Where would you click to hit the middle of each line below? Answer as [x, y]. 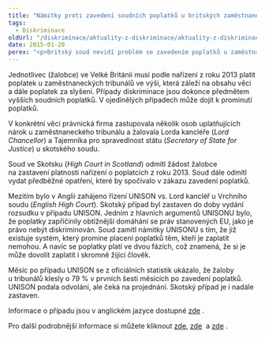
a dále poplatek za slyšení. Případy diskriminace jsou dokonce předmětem [129, 91]
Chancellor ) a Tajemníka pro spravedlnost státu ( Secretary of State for [123, 140]
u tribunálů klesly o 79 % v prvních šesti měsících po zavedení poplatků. [125, 278]
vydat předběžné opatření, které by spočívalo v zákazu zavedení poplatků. [129, 181]
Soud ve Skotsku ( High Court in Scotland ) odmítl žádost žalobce [113, 164]
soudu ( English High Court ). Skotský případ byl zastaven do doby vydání [126, 205]
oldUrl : [21, 38]
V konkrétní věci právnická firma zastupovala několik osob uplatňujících [124, 124]
